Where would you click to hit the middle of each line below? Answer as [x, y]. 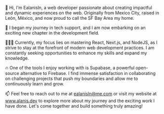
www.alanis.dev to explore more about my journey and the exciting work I [80, 101]
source [12, 73]
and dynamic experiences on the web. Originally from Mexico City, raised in [82, 13]
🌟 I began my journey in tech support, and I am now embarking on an [75, 28]
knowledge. [17, 58]
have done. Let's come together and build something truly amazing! [74, 106]
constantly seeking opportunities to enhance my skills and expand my [76, 53]
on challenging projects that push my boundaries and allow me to [72, 78]
